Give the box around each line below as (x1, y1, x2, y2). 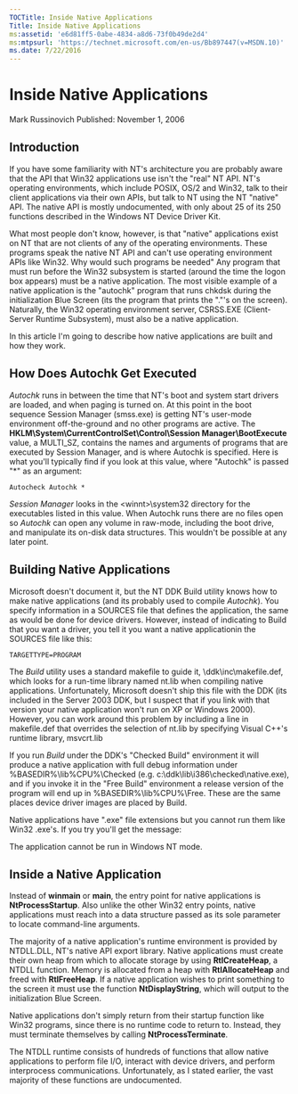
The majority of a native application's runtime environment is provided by (9, 936, 278, 947)
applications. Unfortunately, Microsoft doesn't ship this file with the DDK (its (9, 685, 287, 695)
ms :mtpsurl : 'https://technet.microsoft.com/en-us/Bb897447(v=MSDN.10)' (9, 37, 285, 47)
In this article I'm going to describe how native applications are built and (9, 331, 273, 341)
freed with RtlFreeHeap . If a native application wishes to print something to (9, 974, 285, 985)
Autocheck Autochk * (9, 482, 86, 491)
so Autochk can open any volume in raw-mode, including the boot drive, (9, 517, 274, 528)
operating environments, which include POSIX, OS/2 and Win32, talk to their (9, 182, 288, 193)
